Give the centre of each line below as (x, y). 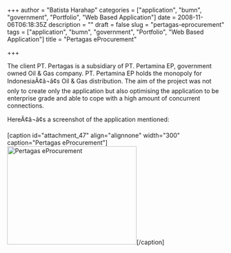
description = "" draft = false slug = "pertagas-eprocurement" (136, 24)
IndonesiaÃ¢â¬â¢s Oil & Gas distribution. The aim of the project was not (109, 81)
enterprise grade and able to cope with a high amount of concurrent (104, 98)
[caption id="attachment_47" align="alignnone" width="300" (94, 135)
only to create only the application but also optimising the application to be (113, 91)
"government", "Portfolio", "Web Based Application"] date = (92, 17)
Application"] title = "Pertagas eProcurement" (72, 39)
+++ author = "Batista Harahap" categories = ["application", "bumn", (104, 10)
